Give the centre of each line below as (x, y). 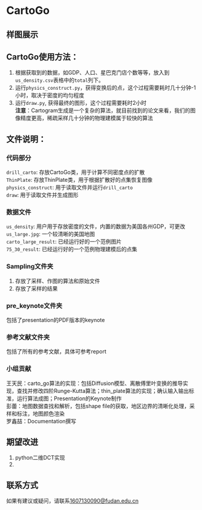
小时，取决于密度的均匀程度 (50, 95)
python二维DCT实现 (40, 458)
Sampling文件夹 (30, 266)
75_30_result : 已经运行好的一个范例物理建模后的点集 (72, 249)
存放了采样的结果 (36, 288)
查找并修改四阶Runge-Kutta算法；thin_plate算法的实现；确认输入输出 (103, 391)
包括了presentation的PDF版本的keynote (56, 320)
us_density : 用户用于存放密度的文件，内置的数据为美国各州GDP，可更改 (96, 226)
